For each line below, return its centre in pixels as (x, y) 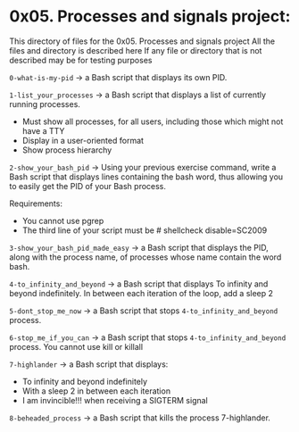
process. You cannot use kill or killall (76, 346)
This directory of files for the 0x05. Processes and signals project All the (142, 41)
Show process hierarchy (67, 150)
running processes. (45, 104)
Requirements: (36, 204)
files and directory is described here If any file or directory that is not (136, 50)
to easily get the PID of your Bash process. (88, 186)
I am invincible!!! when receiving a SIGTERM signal (115, 400)
